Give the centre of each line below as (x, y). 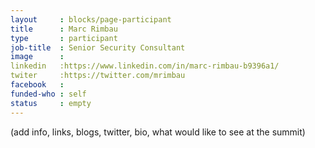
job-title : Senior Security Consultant (98, 47)
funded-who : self (48, 94)
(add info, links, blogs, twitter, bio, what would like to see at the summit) (158, 132)
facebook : (37, 85)
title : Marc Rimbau (64, 29)
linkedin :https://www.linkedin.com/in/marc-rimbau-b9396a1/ (145, 66)
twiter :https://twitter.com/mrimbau (98, 76)
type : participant (64, 38)
